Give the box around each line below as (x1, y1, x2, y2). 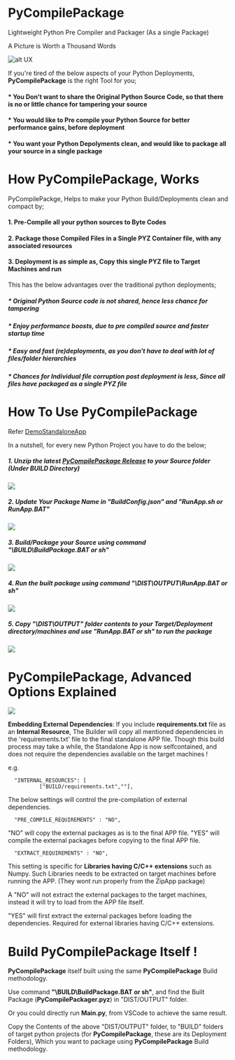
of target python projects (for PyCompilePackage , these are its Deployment (8, 1030, 227, 1038)
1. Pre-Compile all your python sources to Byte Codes (8, 218, 166, 226)
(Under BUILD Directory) (8, 464, 80, 473)
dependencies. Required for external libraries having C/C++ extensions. (8, 919, 215, 927)
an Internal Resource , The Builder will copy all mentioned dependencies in (8, 728, 223, 736)
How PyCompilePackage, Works (8, 171, 200, 187)
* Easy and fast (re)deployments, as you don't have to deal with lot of (8, 347, 215, 355)
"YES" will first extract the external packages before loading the (8, 911, 192, 920)
